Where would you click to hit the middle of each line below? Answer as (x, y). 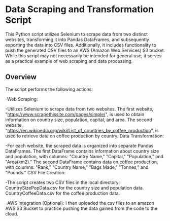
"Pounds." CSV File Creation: (36, 172)
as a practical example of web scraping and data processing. (69, 61)
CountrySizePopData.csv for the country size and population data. (75, 188)
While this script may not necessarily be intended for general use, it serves (83, 56)
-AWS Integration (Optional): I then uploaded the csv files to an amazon (80, 203)
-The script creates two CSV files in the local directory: (63, 182)
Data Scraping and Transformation (79, 9)
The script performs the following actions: (49, 89)
